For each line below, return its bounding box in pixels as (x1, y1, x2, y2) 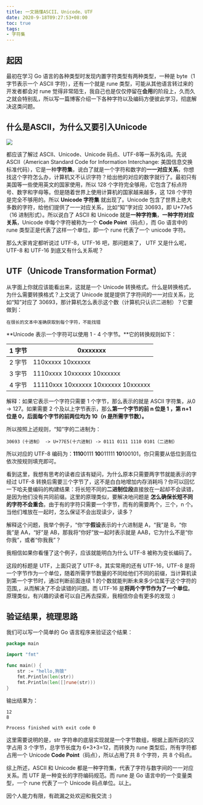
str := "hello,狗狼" (17, 668, 67, 674)
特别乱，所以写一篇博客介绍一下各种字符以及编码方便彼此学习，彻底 (22, 95, 192, 102)
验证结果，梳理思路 (6, 611, 78, 622)
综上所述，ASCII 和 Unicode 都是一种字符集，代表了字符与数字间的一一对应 (6, 764, 194, 771)
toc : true (6, 20, 31, 26)
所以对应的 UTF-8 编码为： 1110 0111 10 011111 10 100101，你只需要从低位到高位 (6, 450, 197, 457)
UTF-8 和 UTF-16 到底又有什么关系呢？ (6, 246, 104, 254)
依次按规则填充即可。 (6, 457, 59, 464)
